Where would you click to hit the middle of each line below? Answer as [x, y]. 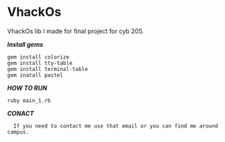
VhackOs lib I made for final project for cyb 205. [75, 31]
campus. [18, 132]
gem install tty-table [40, 63]
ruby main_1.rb [29, 101]
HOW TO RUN [27, 88]
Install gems [25, 44]
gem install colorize [38, 57]
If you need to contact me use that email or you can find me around [116, 126]
